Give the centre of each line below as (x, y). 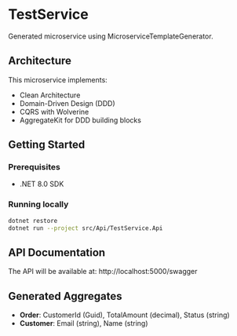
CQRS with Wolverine (54, 111)
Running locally (38, 204)
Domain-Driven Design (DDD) (67, 103)
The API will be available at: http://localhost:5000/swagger (103, 272)
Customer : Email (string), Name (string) (84, 323)
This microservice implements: (58, 79)
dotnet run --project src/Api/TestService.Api (86, 228)
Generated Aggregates (66, 296)
